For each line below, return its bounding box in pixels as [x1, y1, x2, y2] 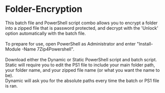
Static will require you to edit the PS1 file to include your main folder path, [5, 62, 155, 68]
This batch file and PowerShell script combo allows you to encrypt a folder [5, 20, 158, 26]
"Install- [136, 41, 153, 46]
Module [5, 46, 21, 52]
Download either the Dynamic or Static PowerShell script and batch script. [5, 56, 158, 62]
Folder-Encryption [5, 3, 82, 15]
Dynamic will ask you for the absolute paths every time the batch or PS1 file [5, 78, 160, 84]
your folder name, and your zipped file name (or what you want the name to [5, 67, 160, 73]
